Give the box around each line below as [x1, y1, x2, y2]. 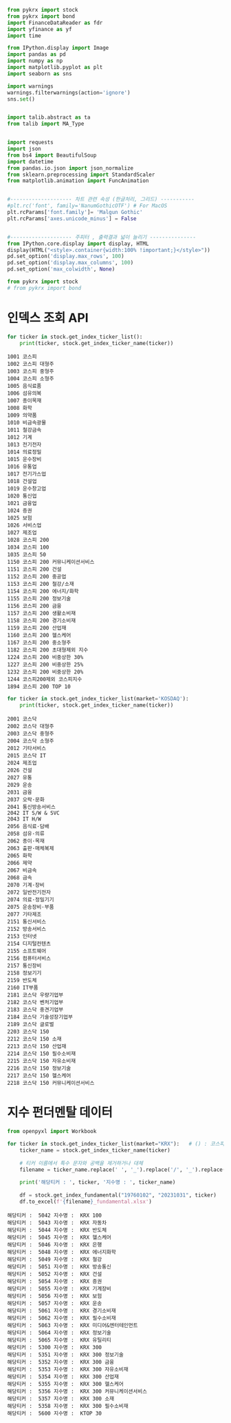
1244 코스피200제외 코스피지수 [7, 676, 82, 683]
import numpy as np [7, 57, 63, 65]
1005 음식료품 [7, 383, 42, 390]
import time [7, 32, 41, 39]
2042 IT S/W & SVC [7, 809, 60, 817]
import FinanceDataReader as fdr [7, 19, 103, 26]
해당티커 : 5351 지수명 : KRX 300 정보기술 [7, 1351, 124, 1358]
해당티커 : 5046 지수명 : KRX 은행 [7, 1241, 102, 1248]
